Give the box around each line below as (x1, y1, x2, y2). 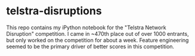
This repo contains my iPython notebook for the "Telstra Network (6, 24, 166, 31)
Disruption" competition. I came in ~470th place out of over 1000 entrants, (6, 30, 189, 37)
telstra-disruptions (6, 4, 103, 18)
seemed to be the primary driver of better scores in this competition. (6, 43, 175, 50)
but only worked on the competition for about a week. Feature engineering (6, 36, 189, 43)
